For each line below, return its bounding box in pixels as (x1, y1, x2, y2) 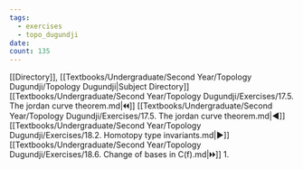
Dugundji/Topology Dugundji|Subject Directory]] (9, 81, 190, 92)
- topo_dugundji (17, 30, 79, 39)
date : (9, 38, 30, 48)
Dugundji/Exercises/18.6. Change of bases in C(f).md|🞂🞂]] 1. (9, 149, 230, 160)
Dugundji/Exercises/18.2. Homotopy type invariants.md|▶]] (9, 130, 231, 141)
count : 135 (9, 47, 51, 56)
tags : (9, 13, 30, 23)
